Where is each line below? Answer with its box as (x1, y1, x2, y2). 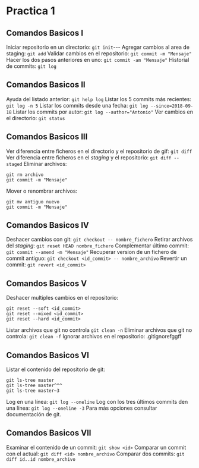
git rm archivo (6, 171, 44, 178)
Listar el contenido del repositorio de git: (6, 366, 105, 373)
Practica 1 (6, 4, 55, 18)
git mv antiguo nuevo (6, 199, 60, 205)
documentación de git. (6, 411, 61, 418)
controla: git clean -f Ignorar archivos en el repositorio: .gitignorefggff (6, 333, 182, 340)
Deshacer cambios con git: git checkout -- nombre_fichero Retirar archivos (6, 236, 193, 243)
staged (6, 161, 23, 167)
